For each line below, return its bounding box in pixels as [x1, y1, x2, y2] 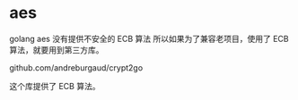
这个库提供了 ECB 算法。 [9, 80, 101, 91]
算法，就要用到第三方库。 [9, 44, 104, 55]
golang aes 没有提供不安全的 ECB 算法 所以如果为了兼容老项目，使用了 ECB [9, 33, 289, 44]
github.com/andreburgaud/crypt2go [9, 62, 144, 73]
